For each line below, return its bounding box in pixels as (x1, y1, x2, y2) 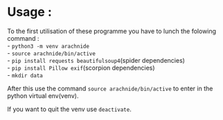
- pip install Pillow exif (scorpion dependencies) (7, 63, 155, 72)
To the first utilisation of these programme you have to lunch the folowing (7, 27, 217, 35)
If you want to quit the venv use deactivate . (7, 105, 132, 113)
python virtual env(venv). (7, 91, 79, 100)
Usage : (7, 4, 52, 20)
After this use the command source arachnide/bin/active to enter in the (7, 84, 213, 92)
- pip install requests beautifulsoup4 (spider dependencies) (7, 56, 186, 64)
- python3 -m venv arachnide (7, 41, 90, 50)
